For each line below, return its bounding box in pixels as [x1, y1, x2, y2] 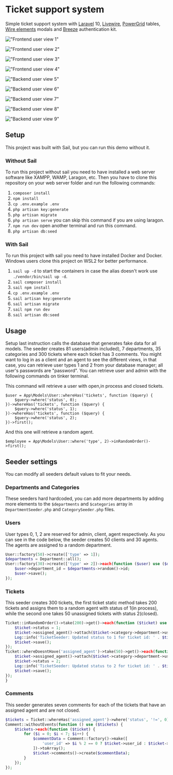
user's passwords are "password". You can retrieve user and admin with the [5, 368, 166, 374]
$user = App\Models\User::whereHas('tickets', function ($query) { [5, 393, 153, 398]
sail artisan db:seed [12, 313, 59, 318]
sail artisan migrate [12, 302, 59, 307]
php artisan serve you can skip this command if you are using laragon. [12, 217, 165, 223]
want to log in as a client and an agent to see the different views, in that [5, 356, 157, 363]
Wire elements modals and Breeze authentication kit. [5, 26, 117, 32]
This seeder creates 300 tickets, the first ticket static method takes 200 [5, 600, 157, 606]
